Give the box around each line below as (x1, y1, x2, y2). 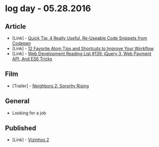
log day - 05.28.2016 (5, 3, 91, 14)
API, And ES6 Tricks (12, 56, 53, 61)
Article (5, 22, 26, 31)
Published (5, 124, 36, 132)
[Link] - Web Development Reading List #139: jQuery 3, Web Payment (12, 51, 152, 56)
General (5, 97, 30, 105)
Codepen (12, 40, 31, 46)
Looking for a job (12, 110, 46, 116)
